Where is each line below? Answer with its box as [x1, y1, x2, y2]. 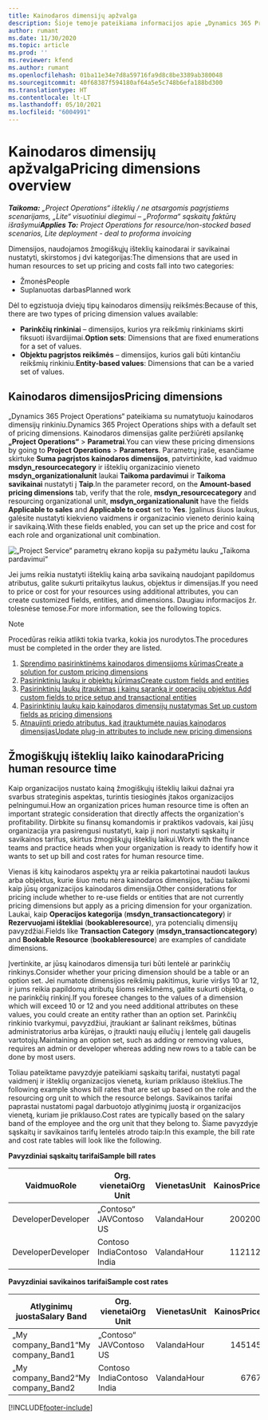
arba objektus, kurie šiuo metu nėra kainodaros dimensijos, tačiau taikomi [8, 875, 250, 885]
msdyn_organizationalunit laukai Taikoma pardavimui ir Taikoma [8, 471, 226, 480]
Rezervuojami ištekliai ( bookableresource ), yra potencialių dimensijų [8, 917, 238, 927]
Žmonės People [19, 276, 70, 286]
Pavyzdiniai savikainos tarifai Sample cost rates [8, 1276, 169, 1287]
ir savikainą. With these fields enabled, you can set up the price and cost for [8, 521, 257, 531]
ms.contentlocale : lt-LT [8, 93, 91, 101]
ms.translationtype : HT [8, 86, 88, 94]
